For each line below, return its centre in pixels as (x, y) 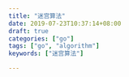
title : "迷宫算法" (37, 16)
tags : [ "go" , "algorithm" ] (54, 46)
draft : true (28, 31)
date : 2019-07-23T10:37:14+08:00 (65, 24)
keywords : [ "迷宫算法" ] (46, 53)
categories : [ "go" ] (41, 38)
